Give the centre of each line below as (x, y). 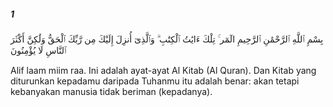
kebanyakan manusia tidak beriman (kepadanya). (111, 91)
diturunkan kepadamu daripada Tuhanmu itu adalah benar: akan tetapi (155, 81)
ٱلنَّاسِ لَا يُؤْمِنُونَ (38, 50)
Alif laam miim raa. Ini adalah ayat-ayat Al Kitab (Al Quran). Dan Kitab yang (163, 70)
